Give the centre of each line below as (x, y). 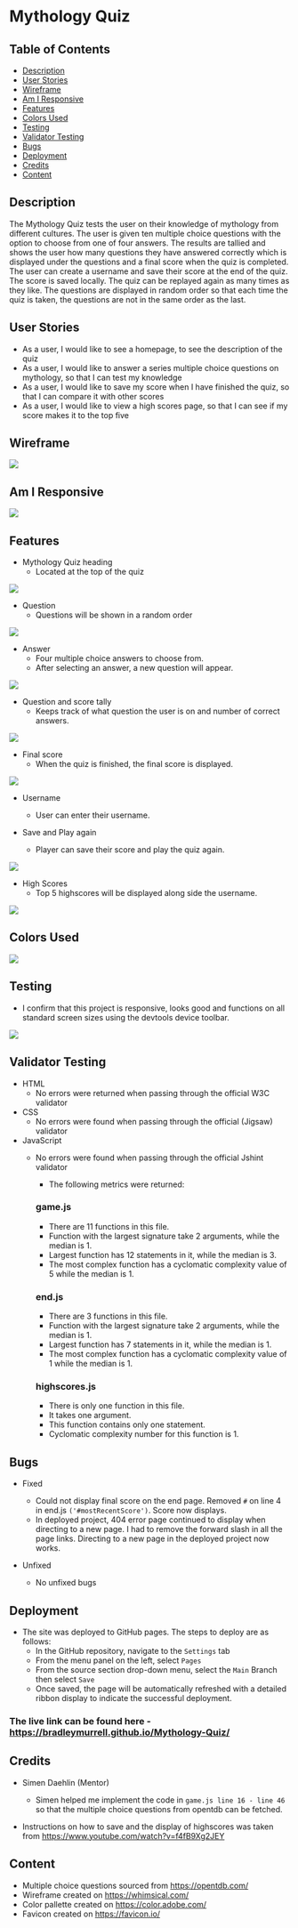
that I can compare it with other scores (93, 396)
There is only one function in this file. (117, 1406)
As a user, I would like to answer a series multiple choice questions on (150, 367)
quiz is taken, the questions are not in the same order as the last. (128, 299)
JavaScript (42, 1140)
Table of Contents (60, 49)
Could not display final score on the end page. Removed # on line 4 (158, 1501)
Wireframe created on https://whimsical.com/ (105, 1895)
